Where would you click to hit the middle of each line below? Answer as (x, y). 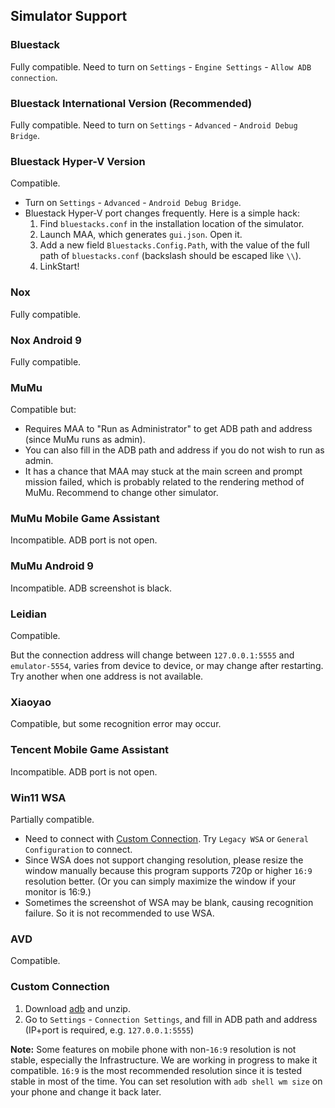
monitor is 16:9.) (58, 891)
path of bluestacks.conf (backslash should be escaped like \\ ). (170, 256)
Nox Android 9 (46, 340)
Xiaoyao (31, 702)
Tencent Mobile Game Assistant (90, 750)
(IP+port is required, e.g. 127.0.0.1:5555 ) (109, 1030)
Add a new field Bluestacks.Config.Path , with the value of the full (174, 245)
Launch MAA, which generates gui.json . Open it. (141, 235)
